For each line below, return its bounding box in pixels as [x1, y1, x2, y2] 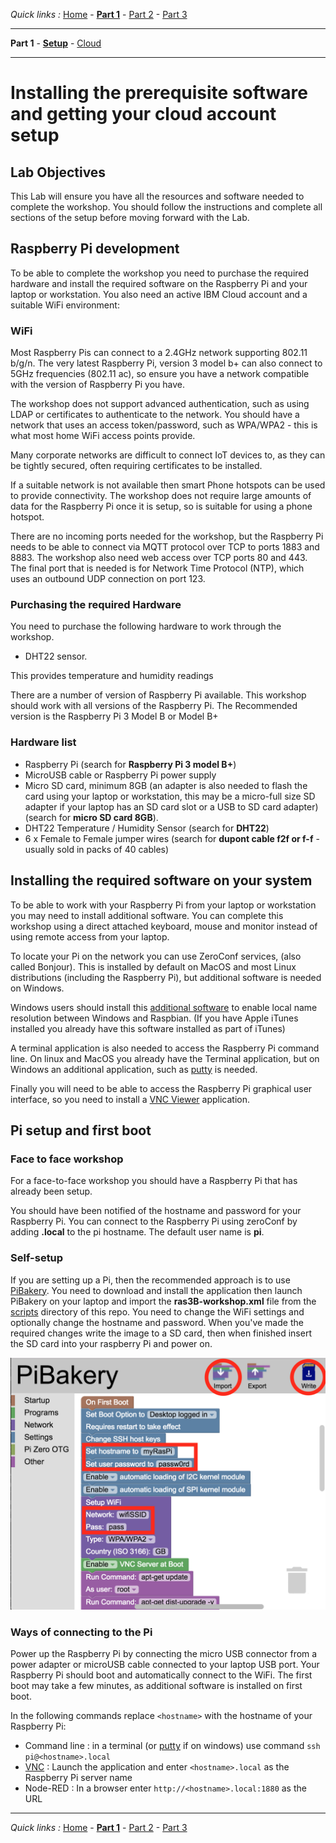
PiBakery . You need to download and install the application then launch [10, 1284, 303, 1296]
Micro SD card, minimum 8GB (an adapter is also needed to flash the [24, 779, 308, 791]
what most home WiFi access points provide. [10, 430, 196, 442]
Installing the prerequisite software [10, 82, 308, 104]
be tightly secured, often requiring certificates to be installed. [10, 460, 263, 472]
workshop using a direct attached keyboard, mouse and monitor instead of [10, 920, 318, 932]
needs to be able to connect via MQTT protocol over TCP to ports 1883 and [10, 541, 320, 553]
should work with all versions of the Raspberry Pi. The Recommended [10, 700, 298, 712]
